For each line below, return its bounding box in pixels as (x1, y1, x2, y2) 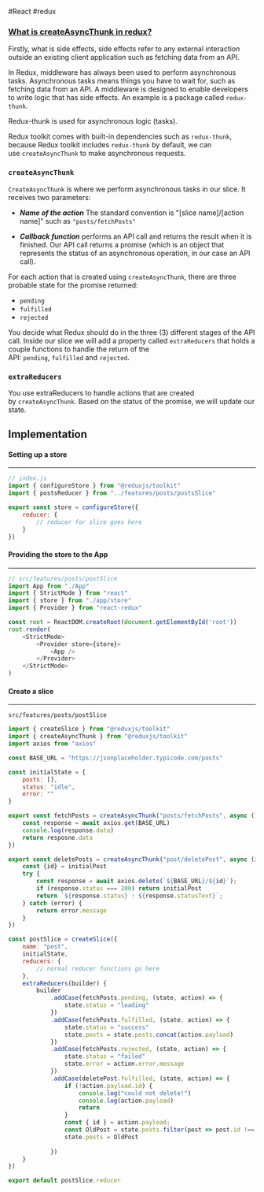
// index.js (8, 474, 47, 483)
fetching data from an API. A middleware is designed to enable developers (8, 84, 249, 94)
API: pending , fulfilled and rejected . (8, 352, 130, 362)
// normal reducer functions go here (36, 964, 159, 972)
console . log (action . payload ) (78, 1097, 174, 1105)
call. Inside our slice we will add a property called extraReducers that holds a (8, 336, 255, 345)
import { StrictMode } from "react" (8, 589, 128, 597)
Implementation (8, 428, 88, 441)
